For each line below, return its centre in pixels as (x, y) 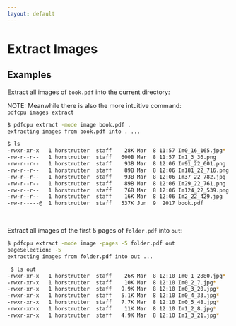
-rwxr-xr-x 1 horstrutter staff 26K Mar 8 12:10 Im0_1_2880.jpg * (117, 276)
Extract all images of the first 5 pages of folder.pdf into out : (95, 231)
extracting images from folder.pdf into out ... (80, 256)
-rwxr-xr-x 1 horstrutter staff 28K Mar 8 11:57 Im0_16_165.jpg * (117, 151)
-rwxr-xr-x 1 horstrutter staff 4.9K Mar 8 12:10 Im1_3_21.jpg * (113, 315)
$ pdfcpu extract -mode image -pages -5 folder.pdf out (91, 244)
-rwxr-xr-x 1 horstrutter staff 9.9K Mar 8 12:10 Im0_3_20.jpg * (113, 289)
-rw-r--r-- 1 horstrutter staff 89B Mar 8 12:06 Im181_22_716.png (118, 170)
